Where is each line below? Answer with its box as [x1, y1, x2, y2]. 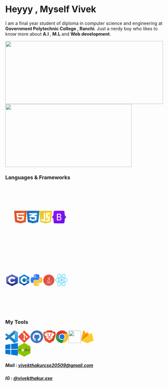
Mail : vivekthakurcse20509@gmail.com [5, 362, 93, 368]
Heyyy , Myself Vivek [5, 4, 97, 15]
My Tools [5, 318, 29, 326]
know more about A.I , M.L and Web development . [5, 31, 111, 37]
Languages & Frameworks [5, 174, 71, 181]
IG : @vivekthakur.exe [5, 375, 53, 381]
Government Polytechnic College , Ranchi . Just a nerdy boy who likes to [5, 25, 158, 31]
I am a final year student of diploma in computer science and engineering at [5, 20, 163, 26]
